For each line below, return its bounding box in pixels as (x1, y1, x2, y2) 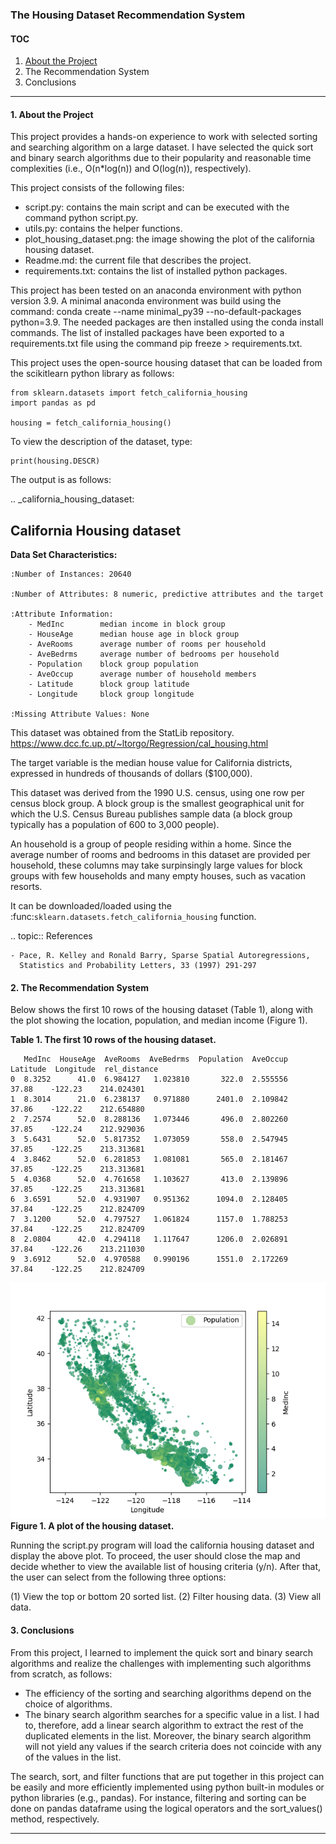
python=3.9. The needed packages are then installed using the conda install (10, 316, 324, 328)
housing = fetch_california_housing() (10, 418, 172, 428)
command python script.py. (24, 212, 139, 224)
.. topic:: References (10, 930, 93, 942)
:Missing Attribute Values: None (10, 709, 150, 720)
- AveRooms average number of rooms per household (28, 639, 267, 650)
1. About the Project (10, 108, 94, 120)
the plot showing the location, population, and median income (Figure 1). (10, 1014, 308, 1027)
